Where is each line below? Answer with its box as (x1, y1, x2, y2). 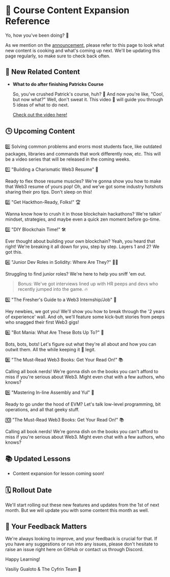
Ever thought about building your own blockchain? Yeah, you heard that (5, 238, 155, 244)
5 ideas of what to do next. (12, 102, 69, 108)
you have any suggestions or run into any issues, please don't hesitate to (5, 541, 159, 547)
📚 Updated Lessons (5, 454, 71, 463)
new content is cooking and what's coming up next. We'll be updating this (5, 47, 160, 53)
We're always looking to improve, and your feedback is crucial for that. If (5, 536, 158, 541)
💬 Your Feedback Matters (5, 522, 87, 531)
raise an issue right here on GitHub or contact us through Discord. (5, 546, 144, 552)
